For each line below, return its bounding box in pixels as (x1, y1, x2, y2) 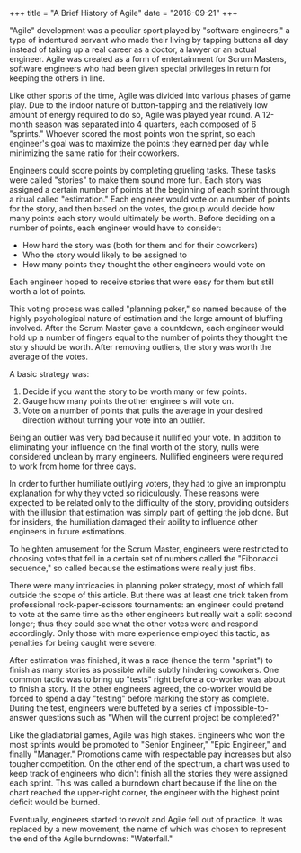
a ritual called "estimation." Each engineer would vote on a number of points (9, 193, 291, 204)
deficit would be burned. (9, 796, 101, 807)
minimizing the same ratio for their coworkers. (9, 148, 180, 158)
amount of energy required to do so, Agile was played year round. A (9, 110, 261, 120)
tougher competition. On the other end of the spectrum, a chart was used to (9, 759, 290, 768)
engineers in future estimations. (9, 526, 128, 536)
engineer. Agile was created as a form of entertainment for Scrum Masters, (9, 54, 288, 64)
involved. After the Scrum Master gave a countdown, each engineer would (9, 323, 285, 333)
